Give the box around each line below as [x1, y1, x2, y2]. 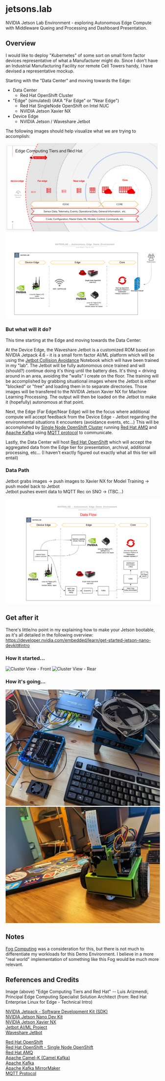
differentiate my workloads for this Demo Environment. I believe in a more [5, 951, 154, 957]
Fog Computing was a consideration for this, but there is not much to [5, 946, 144, 952]
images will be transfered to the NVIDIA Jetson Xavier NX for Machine [5, 388, 146, 394]
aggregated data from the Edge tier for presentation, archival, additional [5, 444, 151, 450]
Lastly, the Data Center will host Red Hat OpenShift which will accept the [5, 439, 152, 445]
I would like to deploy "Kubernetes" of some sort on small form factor [5, 52, 146, 58]
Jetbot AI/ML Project [5, 1024, 47, 1030]
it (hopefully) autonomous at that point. [5, 399, 85, 405]
